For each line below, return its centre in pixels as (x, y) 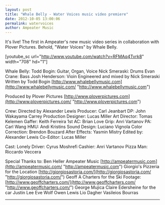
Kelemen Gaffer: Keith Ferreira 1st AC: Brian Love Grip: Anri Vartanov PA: (78, 122)
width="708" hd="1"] (26, 62)
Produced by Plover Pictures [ (35, 97)
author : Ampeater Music (29, 28)
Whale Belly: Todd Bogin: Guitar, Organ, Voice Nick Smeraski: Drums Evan (80, 71)
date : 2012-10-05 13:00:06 (33, 19)
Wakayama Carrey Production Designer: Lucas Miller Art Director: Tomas (79, 116)
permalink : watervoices (29, 23)
